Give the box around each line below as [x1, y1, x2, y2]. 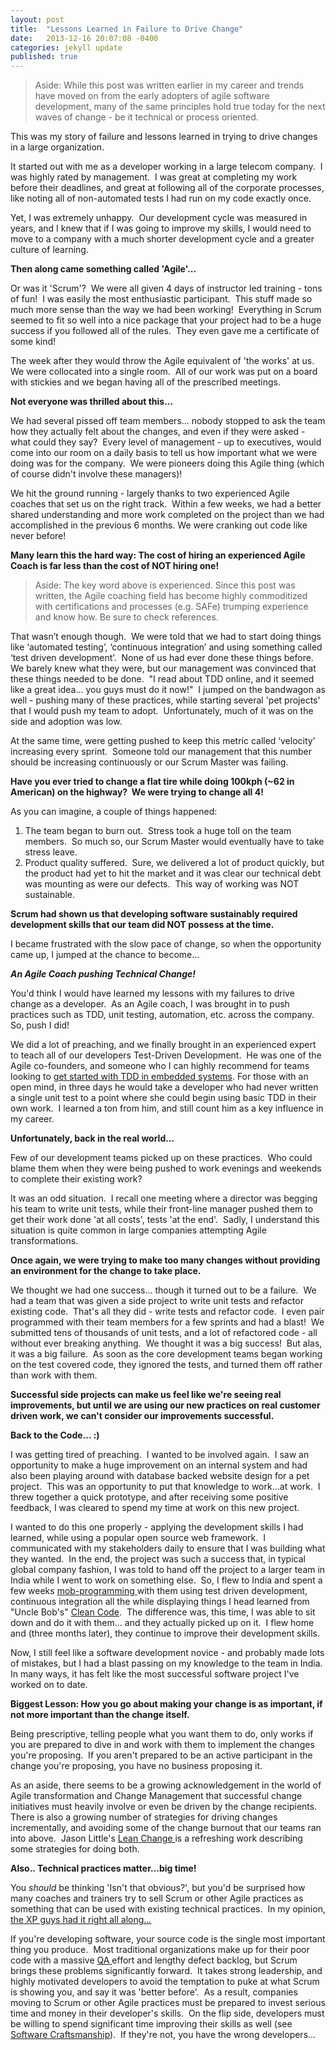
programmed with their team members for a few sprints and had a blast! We [10, 1316, 325, 1328]
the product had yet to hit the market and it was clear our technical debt [24, 867, 322, 880]
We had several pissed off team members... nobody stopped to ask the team [10, 415, 326, 427]
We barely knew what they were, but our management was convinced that [10, 662, 317, 675]
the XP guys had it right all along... [10, 1914, 152, 1926]
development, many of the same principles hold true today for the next [34, 101, 326, 113]
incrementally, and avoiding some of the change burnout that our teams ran [10, 1822, 322, 1834]
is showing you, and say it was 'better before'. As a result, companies [10, 1986, 298, 1998]
